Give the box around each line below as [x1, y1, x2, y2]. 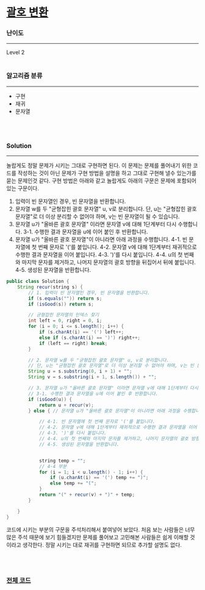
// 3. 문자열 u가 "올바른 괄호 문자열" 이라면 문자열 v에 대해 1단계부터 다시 [28, 385, 198, 391]
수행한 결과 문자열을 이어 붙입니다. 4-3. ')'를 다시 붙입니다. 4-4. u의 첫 [15, 251, 183, 258]
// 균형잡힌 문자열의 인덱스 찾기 [28, 312, 99, 318]
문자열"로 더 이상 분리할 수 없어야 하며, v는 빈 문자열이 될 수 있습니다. [15, 213, 180, 220]
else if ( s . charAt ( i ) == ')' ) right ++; [38, 335, 140, 341]
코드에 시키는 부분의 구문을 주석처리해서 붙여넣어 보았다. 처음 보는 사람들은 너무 [6, 525, 195, 533]
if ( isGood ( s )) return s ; [28, 301, 95, 307]
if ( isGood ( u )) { [28, 396, 72, 402]
